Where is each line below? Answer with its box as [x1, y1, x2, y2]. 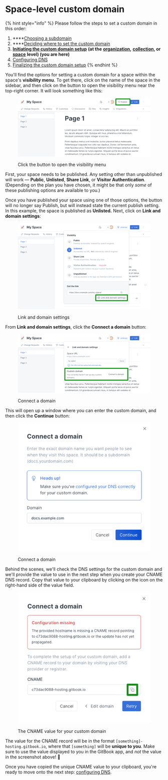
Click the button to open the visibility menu [18, 161, 106, 167]
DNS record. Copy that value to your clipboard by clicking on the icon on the [5, 576, 163, 582]
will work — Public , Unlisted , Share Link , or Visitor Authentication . [5, 176, 145, 182]
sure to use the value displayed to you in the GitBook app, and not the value [5, 748, 161, 754]
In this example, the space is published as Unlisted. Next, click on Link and [5, 208, 161, 214]
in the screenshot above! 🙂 [5, 754, 61, 760]
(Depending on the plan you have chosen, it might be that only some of [5, 182, 152, 188]
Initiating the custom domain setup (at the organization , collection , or [12, 46, 161, 52]
